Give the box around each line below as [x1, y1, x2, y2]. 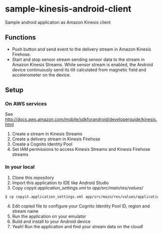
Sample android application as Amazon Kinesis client [5, 19, 111, 25]
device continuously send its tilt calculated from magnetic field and [12, 67, 147, 73]
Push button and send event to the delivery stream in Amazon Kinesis [12, 46, 151, 52]
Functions [5, 33, 36, 42]
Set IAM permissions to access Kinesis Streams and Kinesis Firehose [12, 146, 150, 152]
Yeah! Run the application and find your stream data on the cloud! [12, 223, 144, 229]
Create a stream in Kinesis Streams [12, 131, 82, 137]
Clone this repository [12, 175, 54, 180]
